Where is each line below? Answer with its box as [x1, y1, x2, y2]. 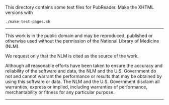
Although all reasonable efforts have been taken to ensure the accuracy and [5, 62, 163, 68]
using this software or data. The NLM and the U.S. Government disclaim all [5, 78, 160, 84]
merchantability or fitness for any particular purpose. [5, 89, 115, 95]
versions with [5, 9, 33, 15]
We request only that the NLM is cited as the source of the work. [5, 53, 139, 59]
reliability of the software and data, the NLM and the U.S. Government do [5, 68, 156, 74]
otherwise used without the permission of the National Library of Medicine [5, 38, 159, 44]
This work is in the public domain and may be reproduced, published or [5, 32, 153, 38]
